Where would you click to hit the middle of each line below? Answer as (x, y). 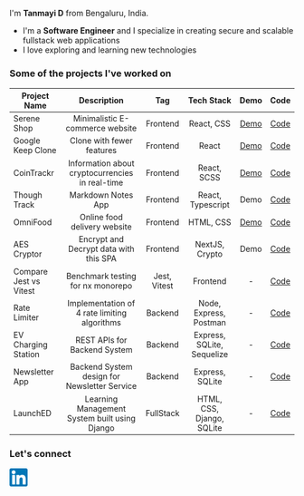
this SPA (101, 258)
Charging (30, 345)
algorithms (101, 322)
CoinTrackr (33, 172)
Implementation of (101, 303)
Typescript (210, 204)
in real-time (101, 182)
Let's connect (40, 453)
